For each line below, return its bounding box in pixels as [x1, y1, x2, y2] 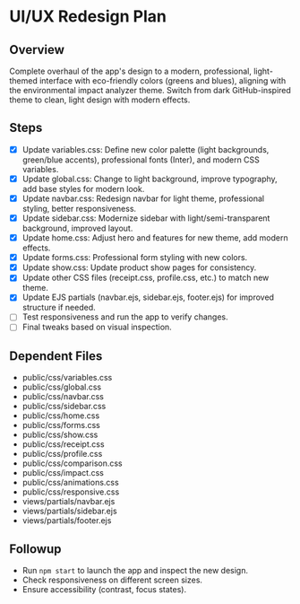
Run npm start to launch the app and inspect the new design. [21, 565, 249, 576]
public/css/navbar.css [21, 391, 105, 402]
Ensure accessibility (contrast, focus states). [21, 584, 186, 595]
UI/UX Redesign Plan [9, 6, 167, 27]
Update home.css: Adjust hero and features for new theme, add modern [21, 232, 288, 243]
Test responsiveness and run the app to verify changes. [21, 311, 228, 322]
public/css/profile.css [21, 449, 103, 460]
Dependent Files [9, 348, 103, 363]
